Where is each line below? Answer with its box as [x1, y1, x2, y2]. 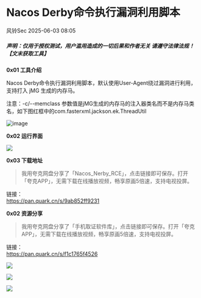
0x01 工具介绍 [6, 66, 42, 73]
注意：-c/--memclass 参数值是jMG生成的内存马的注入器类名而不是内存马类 [6, 100, 195, 107]
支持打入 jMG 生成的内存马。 [6, 87, 79, 94]
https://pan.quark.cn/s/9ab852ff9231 [6, 197, 100, 205]
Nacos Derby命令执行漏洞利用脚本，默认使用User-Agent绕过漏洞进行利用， [6, 79, 196, 86]
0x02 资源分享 [6, 209, 43, 217]
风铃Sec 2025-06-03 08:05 [6, 27, 76, 34]
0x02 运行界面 [6, 132, 43, 139]
